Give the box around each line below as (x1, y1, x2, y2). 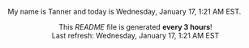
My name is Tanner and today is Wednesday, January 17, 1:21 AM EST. (7, 7, 242, 16)
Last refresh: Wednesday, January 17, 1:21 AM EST (51, 31, 220, 40)
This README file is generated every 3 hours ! (58, 22, 213, 31)
